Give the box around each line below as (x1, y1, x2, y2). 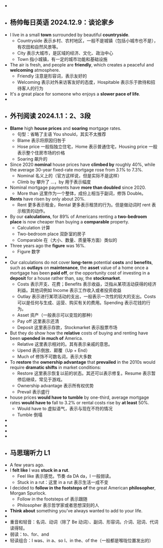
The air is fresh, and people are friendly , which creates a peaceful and (9, 61, 154, 67)
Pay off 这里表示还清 (17, 318, 59, 324)
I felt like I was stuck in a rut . (9, 467, 70, 473)
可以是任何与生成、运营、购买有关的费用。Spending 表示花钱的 (17, 299, 147, 305)
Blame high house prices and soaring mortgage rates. (9, 125, 122, 131)
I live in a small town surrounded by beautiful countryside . (9, 32, 130, 38)
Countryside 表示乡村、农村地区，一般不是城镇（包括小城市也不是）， (17, 38, 159, 44)
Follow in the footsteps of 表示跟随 (17, 496, 87, 502)
